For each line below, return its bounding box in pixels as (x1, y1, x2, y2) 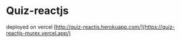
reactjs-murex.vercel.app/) (6, 29, 71, 36)
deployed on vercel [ (6, 23, 56, 30)
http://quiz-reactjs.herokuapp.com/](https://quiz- (55, 23, 175, 30)
